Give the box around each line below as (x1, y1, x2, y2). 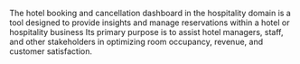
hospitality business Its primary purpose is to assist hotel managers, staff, (9, 27, 284, 37)
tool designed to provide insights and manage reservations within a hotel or (9, 17, 290, 28)
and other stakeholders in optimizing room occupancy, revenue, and (9, 36, 264, 47)
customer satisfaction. (9, 46, 93, 57)
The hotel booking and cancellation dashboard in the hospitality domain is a (9, 8, 291, 18)
